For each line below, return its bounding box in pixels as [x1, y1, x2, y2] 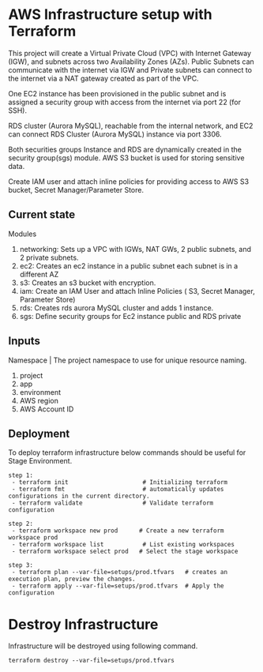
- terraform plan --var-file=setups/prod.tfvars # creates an [11, 569, 227, 576]
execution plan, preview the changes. [8, 575, 136, 584]
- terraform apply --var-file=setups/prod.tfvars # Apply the [11, 582, 224, 590]
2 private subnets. [19, 253, 79, 262]
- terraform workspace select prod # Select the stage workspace [11, 547, 239, 556]
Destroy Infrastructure [8, 615, 159, 633]
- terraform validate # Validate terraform [11, 499, 214, 507]
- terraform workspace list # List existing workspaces [11, 541, 235, 549]
